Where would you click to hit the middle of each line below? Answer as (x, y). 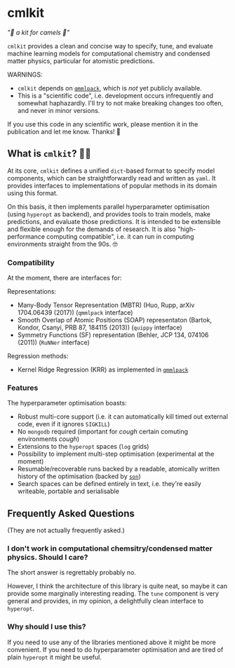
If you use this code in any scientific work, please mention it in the (103, 124)
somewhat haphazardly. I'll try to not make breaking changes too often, (120, 103)
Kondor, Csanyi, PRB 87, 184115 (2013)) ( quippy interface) (100, 327)
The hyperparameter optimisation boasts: (67, 403)
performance (26, 236)
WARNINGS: (25, 74)
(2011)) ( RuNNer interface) (53, 343)
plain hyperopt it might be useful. (54, 657)
